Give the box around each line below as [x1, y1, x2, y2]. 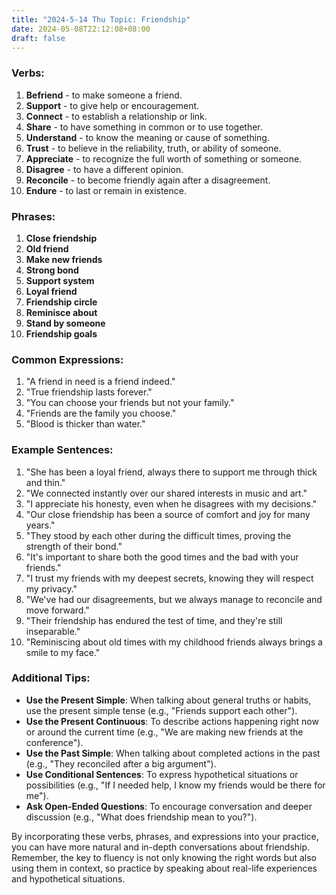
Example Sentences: [11, 443, 114, 457]
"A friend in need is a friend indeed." [25, 376, 176, 388]
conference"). [25, 736, 84, 748]
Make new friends [25, 253, 103, 265]
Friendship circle [25, 296, 98, 308]
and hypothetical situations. [11, 872, 126, 885]
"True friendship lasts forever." [25, 386, 153, 398]
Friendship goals [25, 327, 98, 340]
